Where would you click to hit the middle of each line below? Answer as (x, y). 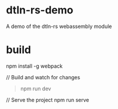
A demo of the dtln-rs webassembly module (59, 26)
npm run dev (36, 89)
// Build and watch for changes (43, 77)
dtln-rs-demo (40, 10)
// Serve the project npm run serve (48, 100)
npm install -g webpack (34, 66)
